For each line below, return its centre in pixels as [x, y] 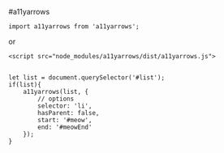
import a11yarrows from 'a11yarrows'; [74, 27]
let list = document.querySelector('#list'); [86, 78]
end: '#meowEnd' [65, 127]
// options [56, 99]
